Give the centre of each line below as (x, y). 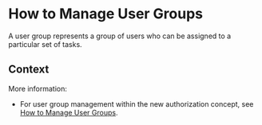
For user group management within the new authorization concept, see (137, 104)
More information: (38, 88)
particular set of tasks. (45, 44)
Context (29, 70)
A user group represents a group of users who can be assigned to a (120, 36)
